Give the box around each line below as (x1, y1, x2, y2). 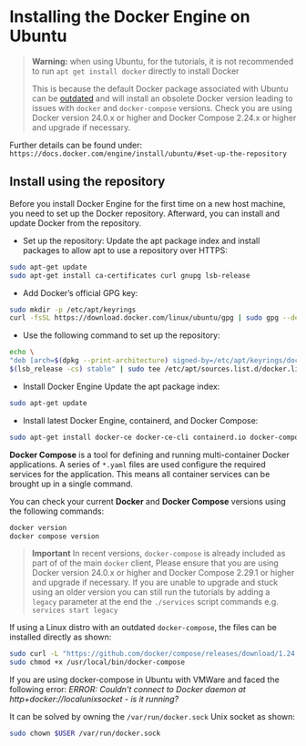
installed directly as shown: (9, 631, 112, 643)
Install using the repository (9, 174, 166, 189)
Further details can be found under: (9, 139, 143, 150)
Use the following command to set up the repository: (22, 330, 220, 341)
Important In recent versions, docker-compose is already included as (31, 548, 286, 559)
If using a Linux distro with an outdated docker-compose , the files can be (9, 622, 278, 633)
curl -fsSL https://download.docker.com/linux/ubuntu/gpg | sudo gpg (9, 313, 280, 322)
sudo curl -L (9, 649, 59, 659)
